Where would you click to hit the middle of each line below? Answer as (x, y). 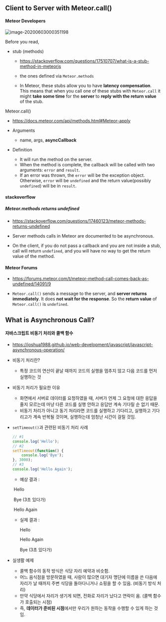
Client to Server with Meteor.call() (59, 8)
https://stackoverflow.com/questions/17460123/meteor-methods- (79, 221)
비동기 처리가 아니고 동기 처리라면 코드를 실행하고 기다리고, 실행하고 (85, 410)
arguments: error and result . (50, 170)
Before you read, (22, 41)
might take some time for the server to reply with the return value (88, 96)
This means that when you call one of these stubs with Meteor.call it (90, 91)
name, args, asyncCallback (48, 140)
